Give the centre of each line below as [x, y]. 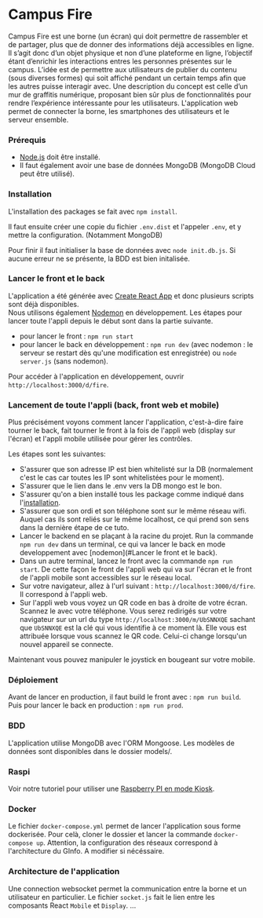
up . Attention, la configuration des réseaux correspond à [127, 843]
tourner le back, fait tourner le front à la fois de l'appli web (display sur [122, 430]
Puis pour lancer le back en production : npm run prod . [96, 705]
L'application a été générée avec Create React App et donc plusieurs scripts [131, 295]
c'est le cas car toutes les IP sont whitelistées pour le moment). [122, 477]
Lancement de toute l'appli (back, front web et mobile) [114, 404]
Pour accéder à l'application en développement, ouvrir [96, 376]
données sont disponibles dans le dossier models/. [90, 751]
